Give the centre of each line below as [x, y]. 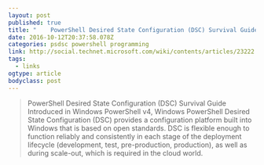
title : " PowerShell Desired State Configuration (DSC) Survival [123, 30]
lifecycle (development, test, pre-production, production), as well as [137, 145]
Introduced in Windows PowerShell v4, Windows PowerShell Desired [138, 111]
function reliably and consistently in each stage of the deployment [134, 136]
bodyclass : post [35, 81]
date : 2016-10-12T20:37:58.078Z [61, 37]
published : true [35, 23]
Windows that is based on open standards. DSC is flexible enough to [138, 128]
